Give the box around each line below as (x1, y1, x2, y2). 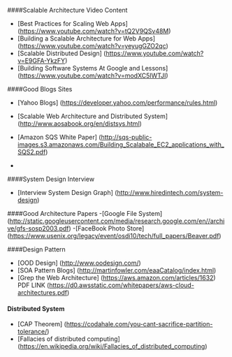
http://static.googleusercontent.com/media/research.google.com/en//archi (9, 217, 225, 225)
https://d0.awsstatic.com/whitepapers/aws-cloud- (48, 281, 194, 289)
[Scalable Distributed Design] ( (17, 49, 106, 57)
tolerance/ (17, 328, 48, 336)
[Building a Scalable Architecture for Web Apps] (17, 34, 156, 43)
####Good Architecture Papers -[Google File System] (7, 210, 163, 217)
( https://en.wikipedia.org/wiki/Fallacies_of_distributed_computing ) (17, 342, 208, 351)
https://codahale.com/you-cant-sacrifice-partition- (66, 320, 213, 328)
